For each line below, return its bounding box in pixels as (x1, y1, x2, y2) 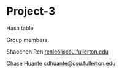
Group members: (6, 36, 49, 43)
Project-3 (6, 4, 56, 18)
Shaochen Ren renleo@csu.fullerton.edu (6, 47, 109, 55)
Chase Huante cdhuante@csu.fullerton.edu (6, 60, 116, 67)
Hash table (6, 24, 34, 32)
